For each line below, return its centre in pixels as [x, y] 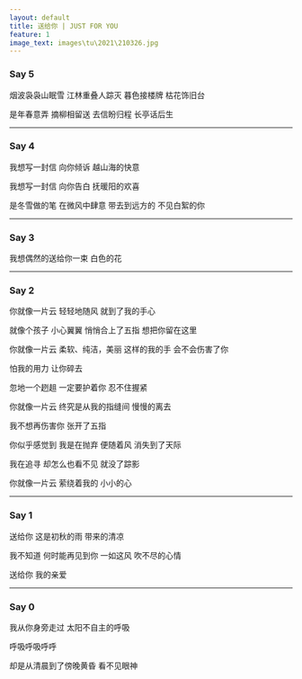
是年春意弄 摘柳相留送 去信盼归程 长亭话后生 [91, 114]
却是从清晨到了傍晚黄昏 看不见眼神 [73, 666]
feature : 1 [30, 34]
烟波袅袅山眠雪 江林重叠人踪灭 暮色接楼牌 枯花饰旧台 [107, 94]
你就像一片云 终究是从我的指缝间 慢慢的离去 [90, 407]
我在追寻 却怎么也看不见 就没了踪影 [75, 464]
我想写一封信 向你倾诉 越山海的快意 [75, 166]
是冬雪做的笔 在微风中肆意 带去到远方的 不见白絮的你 [107, 205]
